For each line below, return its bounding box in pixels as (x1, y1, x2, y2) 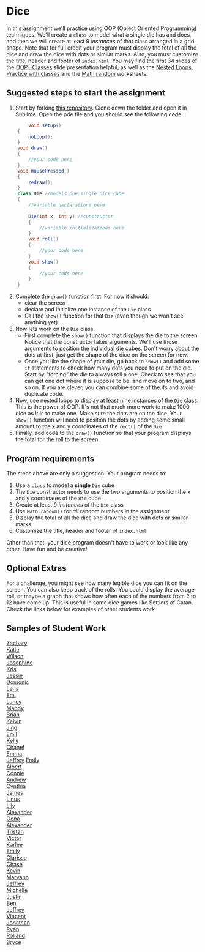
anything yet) (24, 319, 58, 326)
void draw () (17, 145, 48, 151)
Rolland (6, 932, 26, 939)
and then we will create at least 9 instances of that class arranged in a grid (6, 37, 195, 45)
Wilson (6, 652, 24, 660)
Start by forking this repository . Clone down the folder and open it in (15, 104, 187, 111)
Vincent (6, 912, 26, 920)
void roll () (28, 236, 59, 242)
